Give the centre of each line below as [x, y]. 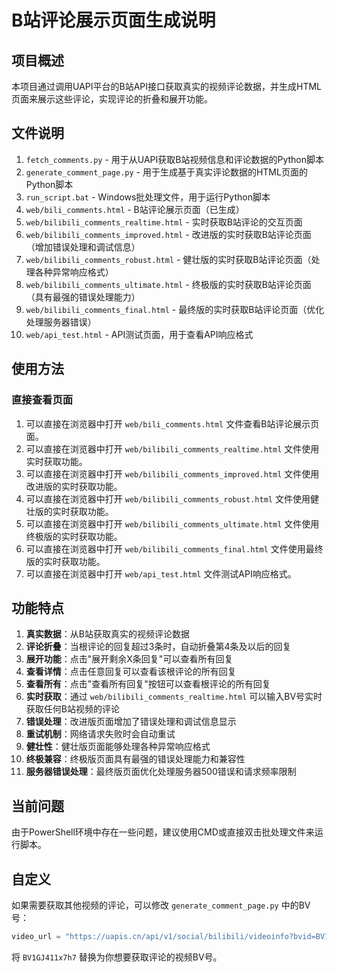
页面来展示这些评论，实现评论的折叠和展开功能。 [112, 99]
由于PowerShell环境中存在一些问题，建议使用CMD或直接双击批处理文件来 [163, 832]
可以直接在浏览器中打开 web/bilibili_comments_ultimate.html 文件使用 [172, 523]
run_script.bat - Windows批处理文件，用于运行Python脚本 [148, 197]
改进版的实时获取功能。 [74, 486]
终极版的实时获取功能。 [74, 536]
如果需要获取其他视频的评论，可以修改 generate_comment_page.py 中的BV [161, 905]
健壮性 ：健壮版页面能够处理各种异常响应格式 [118, 747]
